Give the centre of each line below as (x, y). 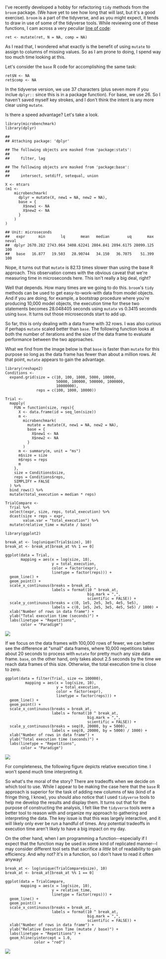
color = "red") (50, 942)
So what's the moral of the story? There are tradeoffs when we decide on (80, 781)
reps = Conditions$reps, (40, 477)
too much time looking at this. (35, 57)
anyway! (14, 859)
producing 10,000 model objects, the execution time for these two (72, 303)
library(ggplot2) (23, 534)
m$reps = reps (33, 460)
